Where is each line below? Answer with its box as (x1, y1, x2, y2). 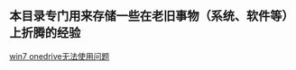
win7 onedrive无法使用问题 (9, 50, 110, 61)
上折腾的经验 (9, 25, 81, 40)
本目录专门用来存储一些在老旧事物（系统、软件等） (9, 8, 294, 24)
